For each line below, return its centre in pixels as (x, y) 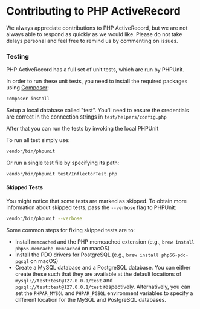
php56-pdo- (175, 255)
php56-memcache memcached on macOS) (62, 248)
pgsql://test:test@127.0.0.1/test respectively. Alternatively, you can (102, 287)
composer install (28, 99)
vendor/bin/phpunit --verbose (44, 219)
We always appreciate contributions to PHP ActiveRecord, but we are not (97, 28)
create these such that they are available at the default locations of (98, 274)
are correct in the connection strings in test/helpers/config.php (87, 117)
